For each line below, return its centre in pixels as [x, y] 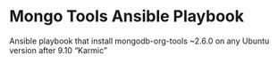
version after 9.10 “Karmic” [58, 50]
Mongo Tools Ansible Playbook [126, 16]
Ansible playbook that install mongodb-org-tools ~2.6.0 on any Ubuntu [139, 41]
